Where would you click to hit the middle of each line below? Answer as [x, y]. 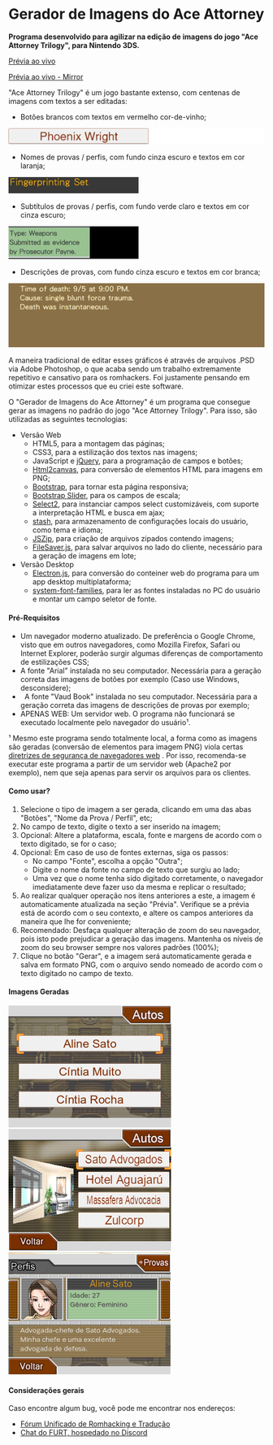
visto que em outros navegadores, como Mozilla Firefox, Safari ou [130, 644]
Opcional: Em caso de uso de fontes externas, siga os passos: [124, 852]
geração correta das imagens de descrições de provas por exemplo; [135, 705]
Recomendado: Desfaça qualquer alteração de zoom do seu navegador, [141, 930]
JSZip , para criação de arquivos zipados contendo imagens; [133, 539]
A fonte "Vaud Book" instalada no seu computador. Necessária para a [141, 696]
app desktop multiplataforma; [82, 582]
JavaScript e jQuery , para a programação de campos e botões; [138, 461]
